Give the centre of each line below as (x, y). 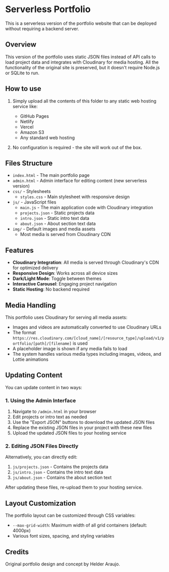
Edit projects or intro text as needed (50, 417)
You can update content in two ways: (44, 387)
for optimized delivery (35, 268)
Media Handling (31, 305)
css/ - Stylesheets (32, 192)
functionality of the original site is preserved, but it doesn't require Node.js (82, 67)
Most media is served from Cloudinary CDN (65, 234)
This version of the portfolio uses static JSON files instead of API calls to (81, 57)
